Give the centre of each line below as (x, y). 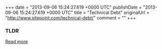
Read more (17, 41)
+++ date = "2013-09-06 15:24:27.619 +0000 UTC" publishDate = (74, 7)
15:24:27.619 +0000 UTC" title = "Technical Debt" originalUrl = (85, 12)
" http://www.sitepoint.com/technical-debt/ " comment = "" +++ (71, 18)
